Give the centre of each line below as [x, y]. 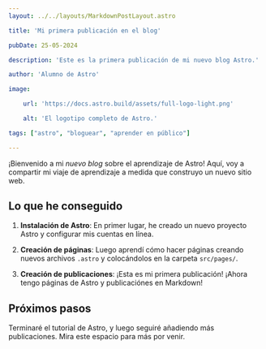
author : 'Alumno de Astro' [54, 75]
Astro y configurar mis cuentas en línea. [87, 234]
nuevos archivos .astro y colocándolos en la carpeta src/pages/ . [129, 259]
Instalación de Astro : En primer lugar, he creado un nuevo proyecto [133, 226]
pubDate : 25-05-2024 [43, 45]
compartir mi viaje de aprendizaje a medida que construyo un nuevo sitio [130, 172]
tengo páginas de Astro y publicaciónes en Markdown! [112, 283]
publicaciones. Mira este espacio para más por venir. [97, 337]
